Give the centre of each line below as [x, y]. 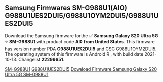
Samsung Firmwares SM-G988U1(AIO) [66, 8]
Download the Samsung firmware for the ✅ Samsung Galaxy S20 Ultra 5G [81, 36]
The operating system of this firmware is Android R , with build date [74, 54]
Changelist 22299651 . [41, 59]
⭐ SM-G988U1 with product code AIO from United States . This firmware [80, 41]
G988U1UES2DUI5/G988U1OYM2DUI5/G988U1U [82, 16]
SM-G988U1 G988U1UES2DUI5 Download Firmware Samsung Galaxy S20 [81, 69]
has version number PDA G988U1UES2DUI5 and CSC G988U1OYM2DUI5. [81, 49]
